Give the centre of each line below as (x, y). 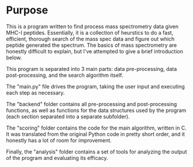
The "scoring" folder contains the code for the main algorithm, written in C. (96, 128)
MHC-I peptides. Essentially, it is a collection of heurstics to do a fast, (90, 32)
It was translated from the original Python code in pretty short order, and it (96, 134)
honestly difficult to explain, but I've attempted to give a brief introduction (94, 51)
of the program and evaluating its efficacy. (57, 158)
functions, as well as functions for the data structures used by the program (96, 110)
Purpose (27, 10)
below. (14, 57)
